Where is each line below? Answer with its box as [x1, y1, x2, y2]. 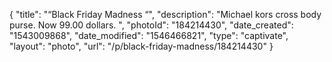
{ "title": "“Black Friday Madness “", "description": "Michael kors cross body [9, 9, 322, 20]
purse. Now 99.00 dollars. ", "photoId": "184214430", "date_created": [9, 19, 294, 31]
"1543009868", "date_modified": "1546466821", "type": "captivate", [9, 30, 289, 41]
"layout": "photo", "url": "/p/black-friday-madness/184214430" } [9, 40, 274, 52]
